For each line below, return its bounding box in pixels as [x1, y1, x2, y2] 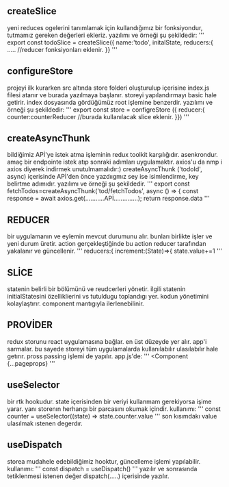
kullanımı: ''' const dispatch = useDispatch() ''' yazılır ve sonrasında [7, 464, 198, 473]
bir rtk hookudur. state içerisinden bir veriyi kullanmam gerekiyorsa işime [7, 397, 212, 405]
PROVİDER [7, 319, 53, 331]
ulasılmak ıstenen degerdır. [7, 419, 83, 427]
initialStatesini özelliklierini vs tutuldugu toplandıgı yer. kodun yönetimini [7, 292, 209, 301]
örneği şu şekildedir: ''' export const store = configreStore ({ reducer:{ [7, 105, 205, 114]
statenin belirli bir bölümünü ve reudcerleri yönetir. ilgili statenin [7, 285, 186, 293]
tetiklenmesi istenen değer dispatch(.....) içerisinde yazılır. [7, 472, 170, 480]
